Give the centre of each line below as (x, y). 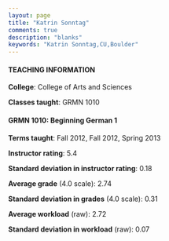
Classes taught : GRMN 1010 (54, 102)
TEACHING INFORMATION (52, 69)
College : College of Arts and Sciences (70, 87)
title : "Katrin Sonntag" (49, 23)
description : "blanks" (45, 37)
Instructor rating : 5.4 (42, 153)
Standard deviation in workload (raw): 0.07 (79, 229)
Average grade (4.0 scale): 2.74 (60, 183)
